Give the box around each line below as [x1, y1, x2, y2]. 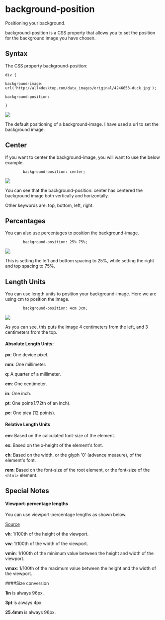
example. [5, 159, 24, 165]
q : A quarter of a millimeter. [5, 371, 61, 377]
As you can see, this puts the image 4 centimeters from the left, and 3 [5, 324, 148, 330]
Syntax [5, 49, 28, 58]
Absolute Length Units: [5, 341, 54, 347]
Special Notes [5, 486, 50, 495]
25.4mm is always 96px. [5, 610, 56, 616]
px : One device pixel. [5, 352, 49, 358]
